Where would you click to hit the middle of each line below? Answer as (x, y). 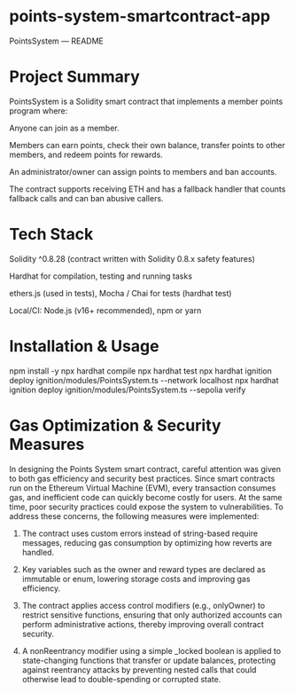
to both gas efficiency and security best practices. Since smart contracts (142, 478)
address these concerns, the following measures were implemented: (134, 516)
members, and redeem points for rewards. (86, 154)
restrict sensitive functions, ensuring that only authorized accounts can (152, 615)
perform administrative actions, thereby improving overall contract (143, 624)
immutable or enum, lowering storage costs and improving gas (136, 579)
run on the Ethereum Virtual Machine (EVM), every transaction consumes (143, 488)
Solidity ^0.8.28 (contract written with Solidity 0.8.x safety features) (132, 258)
